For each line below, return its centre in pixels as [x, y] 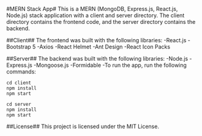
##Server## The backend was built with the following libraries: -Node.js [97, 59]
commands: [21, 72]
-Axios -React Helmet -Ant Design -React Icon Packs [103, 47]
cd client [19, 83]
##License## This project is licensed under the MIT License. [83, 126]
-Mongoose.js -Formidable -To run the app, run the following [110, 65]
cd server [19, 104]
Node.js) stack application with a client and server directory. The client [95, 15]
